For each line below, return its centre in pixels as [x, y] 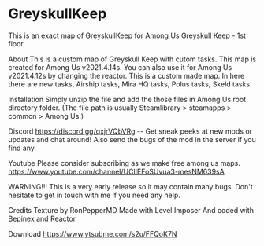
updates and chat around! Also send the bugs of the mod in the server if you [132, 139]
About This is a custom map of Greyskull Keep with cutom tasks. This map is [132, 59]
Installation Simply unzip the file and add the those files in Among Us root [127, 99]
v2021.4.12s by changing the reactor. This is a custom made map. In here [126, 75]
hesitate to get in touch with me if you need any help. [95, 195]
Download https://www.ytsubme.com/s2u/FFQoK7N [93, 233]
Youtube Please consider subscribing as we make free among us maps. [124, 163]
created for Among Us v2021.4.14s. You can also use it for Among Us [120, 67]
